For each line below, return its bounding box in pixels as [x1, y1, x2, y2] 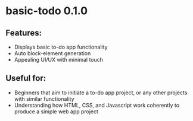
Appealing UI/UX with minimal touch [14, 56, 104, 63]
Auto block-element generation [14, 50, 91, 57]
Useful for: [5, 73, 46, 84]
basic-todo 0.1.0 [5, 4, 88, 18]
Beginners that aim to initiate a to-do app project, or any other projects [14, 89, 188, 96]
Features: [5, 28, 42, 38]
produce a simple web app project [14, 108, 99, 115]
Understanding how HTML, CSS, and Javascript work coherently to [14, 101, 180, 109]
